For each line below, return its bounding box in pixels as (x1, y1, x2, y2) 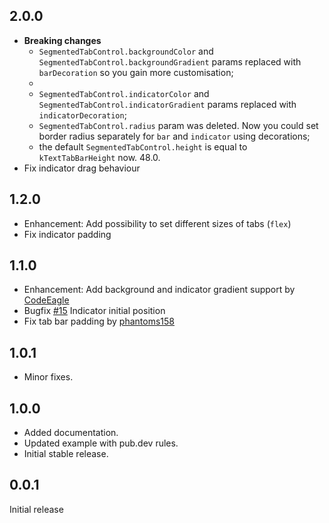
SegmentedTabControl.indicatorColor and (38, 87, 210, 99)
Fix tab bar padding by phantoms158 (23, 315, 175, 328)
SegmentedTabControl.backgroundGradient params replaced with (38, 55, 302, 68)
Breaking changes (23, 34, 102, 46)
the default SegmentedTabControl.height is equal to (38, 140, 248, 153)
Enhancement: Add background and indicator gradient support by (23, 284, 296, 296)
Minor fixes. (23, 371, 74, 383)
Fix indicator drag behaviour (23, 162, 141, 174)
